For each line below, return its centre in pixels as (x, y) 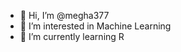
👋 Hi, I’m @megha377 (64, 15)
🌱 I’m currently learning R (72, 36)
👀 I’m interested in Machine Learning (95, 26)
